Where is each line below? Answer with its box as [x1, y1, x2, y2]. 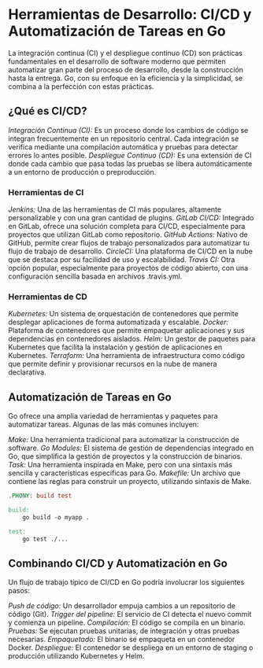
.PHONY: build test [8, 492, 72, 500]
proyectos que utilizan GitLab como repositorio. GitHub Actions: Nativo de [8, 230, 248, 239]
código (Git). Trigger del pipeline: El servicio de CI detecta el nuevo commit [8, 610, 252, 619]
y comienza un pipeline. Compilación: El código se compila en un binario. [8, 618, 246, 627]
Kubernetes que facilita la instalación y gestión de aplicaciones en [8, 342, 223, 352]
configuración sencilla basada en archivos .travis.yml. [8, 271, 183, 281]
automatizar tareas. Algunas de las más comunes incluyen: [8, 419, 199, 430]
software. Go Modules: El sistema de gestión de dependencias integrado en [8, 443, 254, 453]
